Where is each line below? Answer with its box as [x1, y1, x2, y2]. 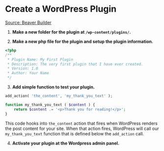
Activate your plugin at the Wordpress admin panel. [12, 140, 120, 146]
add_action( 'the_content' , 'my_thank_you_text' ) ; [5, 94, 113, 99]
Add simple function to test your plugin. [12, 84, 95, 90]
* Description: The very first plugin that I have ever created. [7, 62, 143, 66]
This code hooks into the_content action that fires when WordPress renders [5, 120, 158, 126]
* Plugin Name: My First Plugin [7, 57, 73, 62]
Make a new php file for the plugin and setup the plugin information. [12, 38, 153, 44]
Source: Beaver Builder [5, 20, 52, 25]
